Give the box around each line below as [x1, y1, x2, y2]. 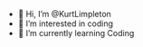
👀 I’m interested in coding [17, 18, 114, 29]
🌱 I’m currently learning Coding [17, 28, 135, 38]
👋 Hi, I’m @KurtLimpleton [17, 9, 111, 19]
